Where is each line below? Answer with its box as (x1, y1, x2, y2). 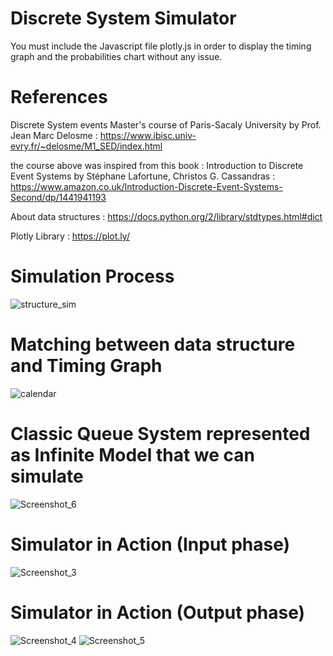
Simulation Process (10, 265, 175, 288)
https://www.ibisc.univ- (99, 129, 197, 141)
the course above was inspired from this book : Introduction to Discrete (10, 159, 304, 171)
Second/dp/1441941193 (10, 191, 107, 203)
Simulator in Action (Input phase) (10, 533, 291, 556)
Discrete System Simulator (10, 7, 237, 30)
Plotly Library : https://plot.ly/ (10, 230, 130, 242)
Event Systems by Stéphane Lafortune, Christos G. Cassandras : (10, 170, 276, 182)
